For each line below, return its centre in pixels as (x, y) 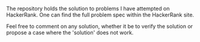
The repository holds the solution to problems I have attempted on (88, 9)
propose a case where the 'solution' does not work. (70, 33)
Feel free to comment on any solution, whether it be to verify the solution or (100, 26)
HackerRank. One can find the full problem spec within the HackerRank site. (100, 15)
